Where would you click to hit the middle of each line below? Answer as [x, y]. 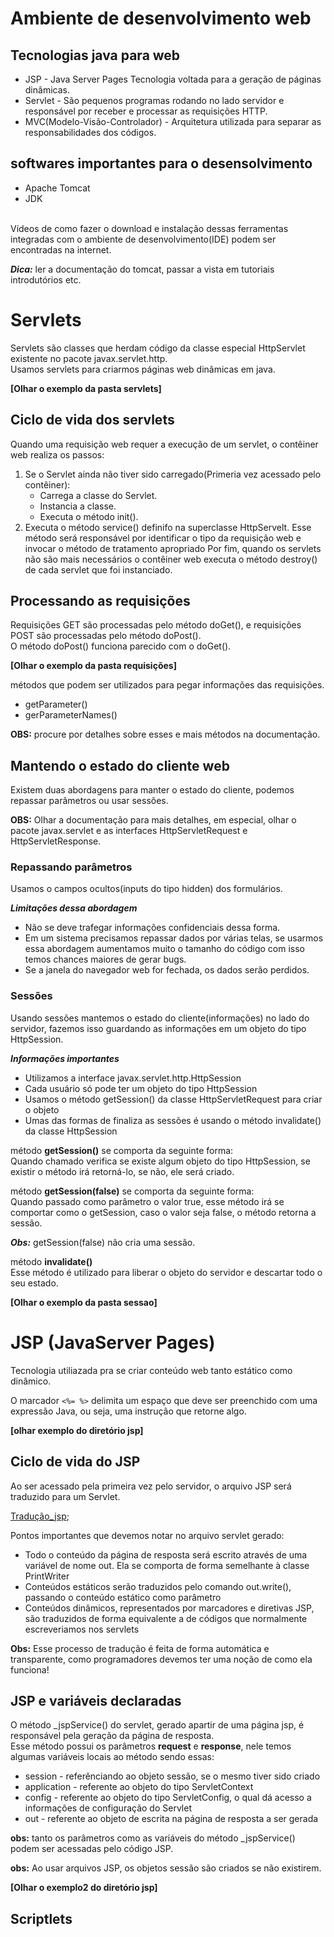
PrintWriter [47, 1576]
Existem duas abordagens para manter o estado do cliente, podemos [152, 790]
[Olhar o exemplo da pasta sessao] [84, 1302]
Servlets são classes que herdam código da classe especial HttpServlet [158, 348]
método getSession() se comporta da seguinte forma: [122, 1150]
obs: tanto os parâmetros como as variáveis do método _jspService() [153, 1838]
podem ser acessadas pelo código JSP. [92, 1849]
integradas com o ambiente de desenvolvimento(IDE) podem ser [143, 239]
